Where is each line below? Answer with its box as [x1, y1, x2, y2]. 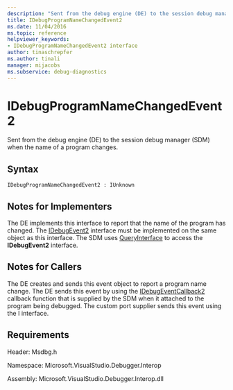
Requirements [7, 329, 69, 341]
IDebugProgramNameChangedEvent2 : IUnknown [7, 182, 135, 189]
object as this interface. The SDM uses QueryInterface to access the [7, 234, 203, 242]
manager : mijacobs [7, 62, 60, 69]
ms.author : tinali [7, 56, 60, 62]
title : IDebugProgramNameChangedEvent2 [7, 17, 123, 24]
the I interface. [7, 309, 49, 317]
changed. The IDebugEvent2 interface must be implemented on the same [7, 226, 217, 235]
